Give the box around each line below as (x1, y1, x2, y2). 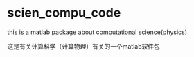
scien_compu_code (7, 5, 121, 21)
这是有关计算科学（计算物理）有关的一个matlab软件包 (7, 42, 161, 50)
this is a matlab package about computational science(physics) (7, 28, 188, 36)
